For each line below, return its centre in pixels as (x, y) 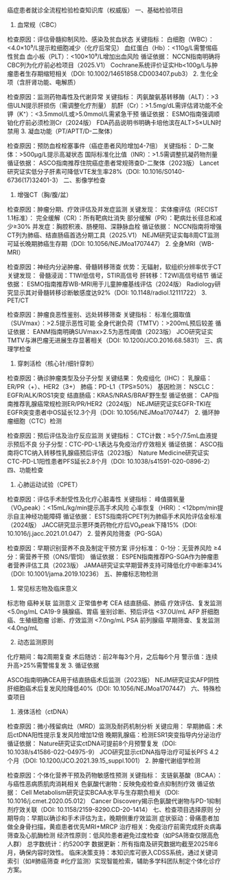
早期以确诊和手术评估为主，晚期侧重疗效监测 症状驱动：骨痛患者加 (125, 818)
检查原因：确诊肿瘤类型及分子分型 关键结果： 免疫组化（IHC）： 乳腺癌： (110, 378)
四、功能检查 (25, 470)
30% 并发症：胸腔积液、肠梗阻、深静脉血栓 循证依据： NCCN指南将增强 (119, 226)
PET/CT (18, 300)
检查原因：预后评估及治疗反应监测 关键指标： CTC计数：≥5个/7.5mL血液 (110, 436)
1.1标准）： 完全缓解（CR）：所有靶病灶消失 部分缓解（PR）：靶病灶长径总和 (112, 218)
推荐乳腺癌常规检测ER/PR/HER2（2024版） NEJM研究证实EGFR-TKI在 (112, 404)
